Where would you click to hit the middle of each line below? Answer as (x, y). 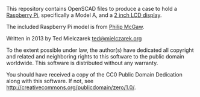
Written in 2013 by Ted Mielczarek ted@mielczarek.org (74, 38)
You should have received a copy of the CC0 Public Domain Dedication (94, 74)
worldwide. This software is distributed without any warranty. (82, 63)
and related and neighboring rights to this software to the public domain (95, 56)
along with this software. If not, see (50, 81)
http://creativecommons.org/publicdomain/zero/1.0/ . (71, 87)
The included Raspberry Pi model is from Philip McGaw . (75, 27)
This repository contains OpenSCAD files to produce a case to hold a (92, 9)
